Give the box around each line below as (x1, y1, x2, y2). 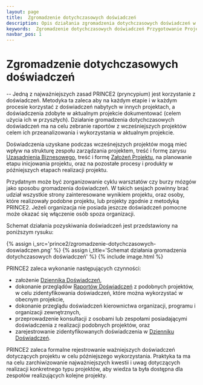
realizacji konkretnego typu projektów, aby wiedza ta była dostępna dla (6, 366, 183, 373)
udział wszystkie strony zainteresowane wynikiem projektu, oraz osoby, (6, 191, 185, 199)
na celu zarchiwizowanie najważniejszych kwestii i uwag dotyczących (6, 359, 181, 366)
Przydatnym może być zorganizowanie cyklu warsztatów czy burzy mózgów (6, 178, 196, 185)
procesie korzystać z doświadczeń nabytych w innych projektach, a (6, 104, 175, 111)
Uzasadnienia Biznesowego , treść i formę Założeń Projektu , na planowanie (6, 154, 192, 161)
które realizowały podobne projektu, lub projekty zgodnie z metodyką (6, 197, 179, 205)
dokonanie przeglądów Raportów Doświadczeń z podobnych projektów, (14, 283, 195, 291)
